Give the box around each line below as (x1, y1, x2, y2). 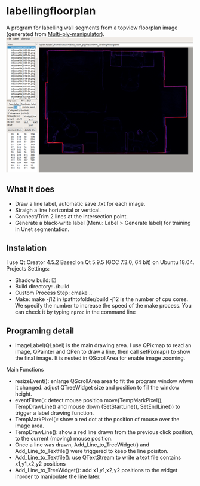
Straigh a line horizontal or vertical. (14, 206, 101, 214)
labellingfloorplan (6, 4, 96, 18)
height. (14, 390, 33, 397)
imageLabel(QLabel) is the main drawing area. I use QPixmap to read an (14, 342, 192, 349)
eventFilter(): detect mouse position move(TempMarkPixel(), (14, 397, 163, 404)
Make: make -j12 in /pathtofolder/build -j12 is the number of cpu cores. (14, 296, 189, 303)
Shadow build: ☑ (14, 277, 57, 284)
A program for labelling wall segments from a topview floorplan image (6, 24, 178, 31)
